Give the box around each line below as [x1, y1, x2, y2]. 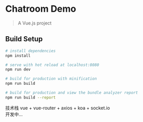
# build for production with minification [5, 76, 97, 82]
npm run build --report [5, 95, 56, 100]
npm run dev [5, 67, 31, 72]
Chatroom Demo [5, 3, 77, 15]
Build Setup [5, 35, 43, 43]
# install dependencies [5, 48, 56, 54]
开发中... [5, 111, 23, 117]
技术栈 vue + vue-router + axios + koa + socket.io [5, 105, 110, 111]
